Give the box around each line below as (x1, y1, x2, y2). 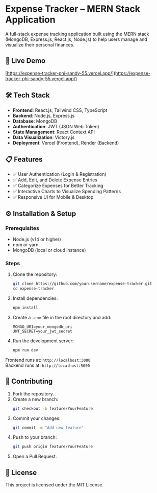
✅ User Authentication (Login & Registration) (12, 171, 107, 177)
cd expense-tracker (12, 286, 55, 291)
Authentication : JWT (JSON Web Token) (12, 123, 99, 129)
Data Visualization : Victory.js (12, 134, 75, 140)
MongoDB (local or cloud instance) (12, 247, 86, 253)
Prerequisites (5, 224, 39, 231)
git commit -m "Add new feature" (12, 425, 84, 430)
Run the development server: (12, 338, 74, 344)
